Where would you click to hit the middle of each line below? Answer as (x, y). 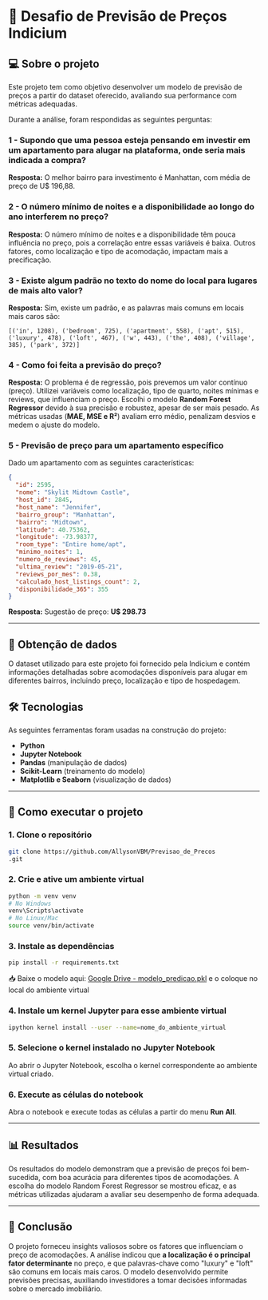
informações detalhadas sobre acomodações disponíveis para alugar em (128, 672)
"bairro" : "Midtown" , (51, 522)
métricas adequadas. (43, 104)
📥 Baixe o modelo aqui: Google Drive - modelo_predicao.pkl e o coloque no (133, 979)
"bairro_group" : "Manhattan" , (65, 515)
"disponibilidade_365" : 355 (62, 589)
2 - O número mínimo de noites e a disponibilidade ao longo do (132, 207)
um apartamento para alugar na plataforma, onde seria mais (127, 150)
